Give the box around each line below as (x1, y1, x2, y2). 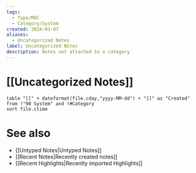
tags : (6, 9, 20, 15)
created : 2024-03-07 (6, 26, 59, 32)
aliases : (6, 32, 29, 38)
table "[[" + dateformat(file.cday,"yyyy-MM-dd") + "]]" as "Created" (6, 95, 190, 101)
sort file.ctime (6, 106, 48, 112)
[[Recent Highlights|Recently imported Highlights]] (15, 160, 143, 167)
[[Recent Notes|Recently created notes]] (15, 153, 118, 160)
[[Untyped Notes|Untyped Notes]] (15, 146, 102, 153)
